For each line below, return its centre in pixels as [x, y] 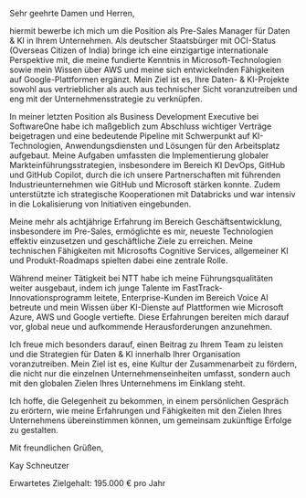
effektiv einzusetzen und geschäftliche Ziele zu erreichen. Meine [132, 241]
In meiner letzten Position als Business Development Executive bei [134, 117]
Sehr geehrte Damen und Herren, [72, 13]
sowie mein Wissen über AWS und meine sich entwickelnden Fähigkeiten [147, 69]
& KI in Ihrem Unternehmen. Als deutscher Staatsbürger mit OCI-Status [143, 41]
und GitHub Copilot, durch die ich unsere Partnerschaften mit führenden [145, 175]
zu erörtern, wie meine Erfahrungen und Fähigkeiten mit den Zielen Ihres [146, 411]
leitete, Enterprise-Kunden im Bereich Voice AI [181, 297]
